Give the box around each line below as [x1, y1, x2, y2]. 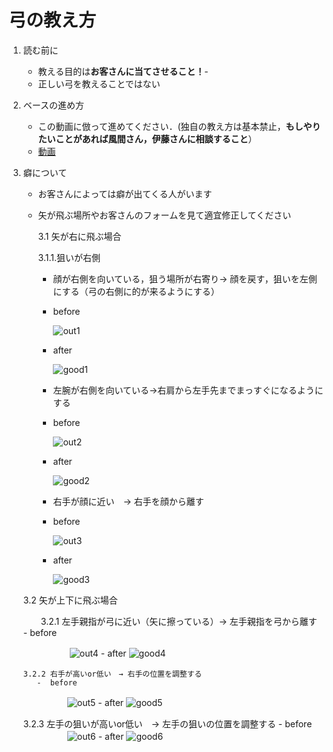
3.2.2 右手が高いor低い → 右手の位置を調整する [22, 669, 203, 679]
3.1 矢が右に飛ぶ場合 [37, 230, 122, 242]
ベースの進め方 [22, 99, 85, 111]
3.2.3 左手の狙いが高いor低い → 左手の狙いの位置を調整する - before [22, 717, 313, 730]
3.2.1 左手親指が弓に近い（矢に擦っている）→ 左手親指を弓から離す [40, 615, 318, 627]
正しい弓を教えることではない [37, 77, 161, 90]
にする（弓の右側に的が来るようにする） [52, 285, 220, 297]
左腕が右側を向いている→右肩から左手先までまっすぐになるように [52, 384, 324, 396]
